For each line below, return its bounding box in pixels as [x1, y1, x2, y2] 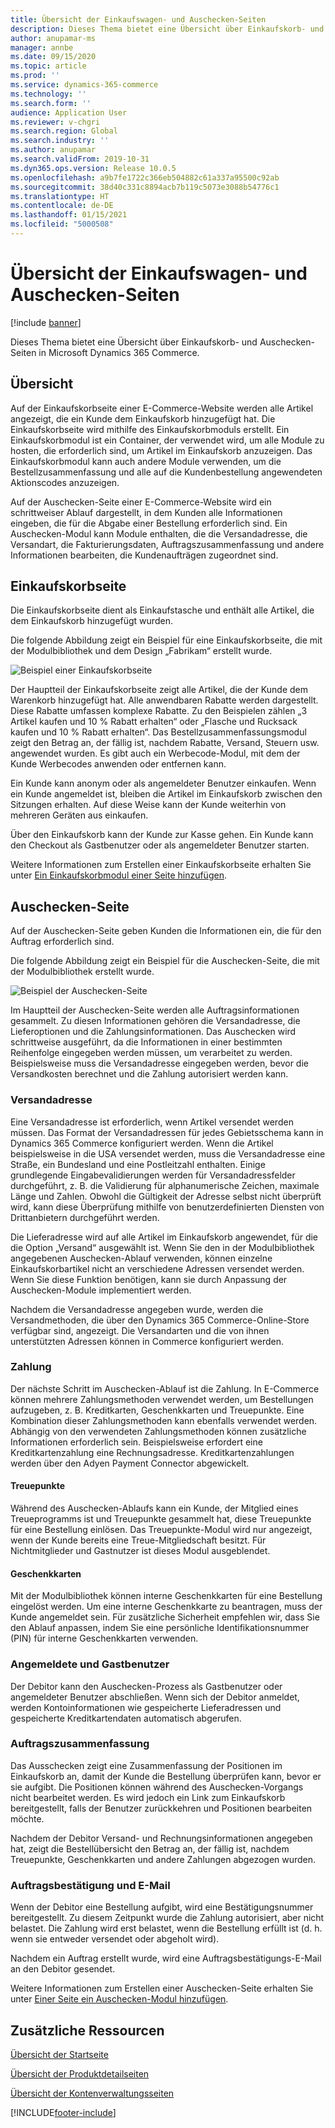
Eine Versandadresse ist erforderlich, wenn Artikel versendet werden [10, 1116, 294, 1128]
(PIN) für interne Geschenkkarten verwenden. [10, 1632, 199, 1645]
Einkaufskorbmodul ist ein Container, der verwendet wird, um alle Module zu [10, 434, 325, 446]
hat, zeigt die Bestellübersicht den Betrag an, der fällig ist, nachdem [10, 1842, 290, 1855]
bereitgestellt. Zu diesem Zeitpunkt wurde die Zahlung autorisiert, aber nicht [10, 1912, 325, 1924]
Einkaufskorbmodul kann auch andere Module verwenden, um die [10, 455, 282, 467]
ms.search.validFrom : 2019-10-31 [10, 154, 150, 164]
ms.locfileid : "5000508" [10, 219, 114, 230]
